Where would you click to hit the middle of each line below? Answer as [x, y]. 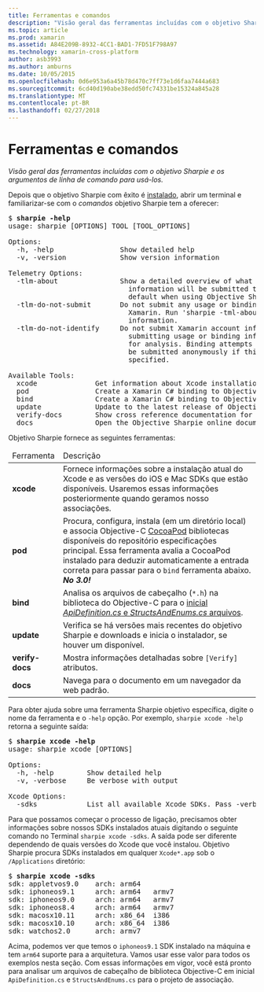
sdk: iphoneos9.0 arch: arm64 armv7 [91, 899]
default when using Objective [187, 297]
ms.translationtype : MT [47, 96]
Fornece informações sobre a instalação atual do [153, 469]
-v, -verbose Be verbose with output [97, 780]
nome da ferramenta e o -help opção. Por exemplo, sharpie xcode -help [126, 717]
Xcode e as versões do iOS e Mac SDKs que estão [156, 478]
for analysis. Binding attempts [191, 344]
